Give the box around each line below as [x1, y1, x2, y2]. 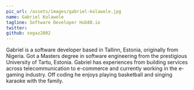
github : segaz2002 [6, 30, 51, 36]
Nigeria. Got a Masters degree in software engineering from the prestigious [6, 53, 188, 60]
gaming [6, 71, 25, 78]
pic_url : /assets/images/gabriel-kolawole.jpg [6, 8, 122, 15]
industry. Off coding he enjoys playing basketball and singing [25, 71, 172, 78]
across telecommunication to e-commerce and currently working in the [6, 65, 178, 72]
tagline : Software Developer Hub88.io [6, 19, 101, 25]
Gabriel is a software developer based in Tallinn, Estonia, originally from [6, 46, 179, 53]
